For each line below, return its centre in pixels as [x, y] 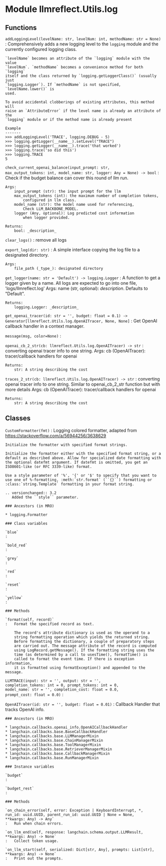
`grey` [12, 558]
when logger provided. [46, 218]
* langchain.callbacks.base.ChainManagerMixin [54, 740]
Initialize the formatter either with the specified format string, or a [83, 453]
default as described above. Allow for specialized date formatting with [83, 458]
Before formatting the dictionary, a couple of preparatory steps [84, 641]
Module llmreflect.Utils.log [62, 9]
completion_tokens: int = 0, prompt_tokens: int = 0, [62, 685]
